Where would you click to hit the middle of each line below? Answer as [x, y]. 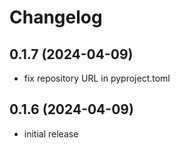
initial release [51, 133]
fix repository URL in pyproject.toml [97, 78]
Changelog [56, 17]
